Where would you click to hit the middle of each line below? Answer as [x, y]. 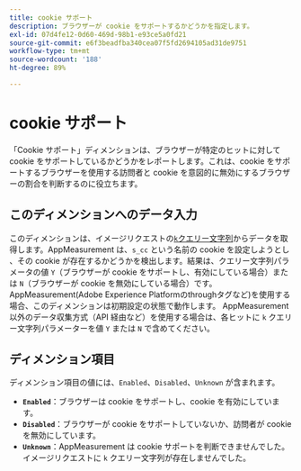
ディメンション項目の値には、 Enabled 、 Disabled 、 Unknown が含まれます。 [145, 383]
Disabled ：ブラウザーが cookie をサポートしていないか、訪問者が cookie [157, 424]
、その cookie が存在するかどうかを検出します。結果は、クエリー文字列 [142, 260]
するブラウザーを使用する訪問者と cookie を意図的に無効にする [142, 172]
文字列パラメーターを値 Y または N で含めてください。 [116, 328]
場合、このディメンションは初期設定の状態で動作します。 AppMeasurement [149, 305]
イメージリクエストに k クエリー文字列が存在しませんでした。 [137, 458]
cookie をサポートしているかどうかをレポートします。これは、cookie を [142, 161]
